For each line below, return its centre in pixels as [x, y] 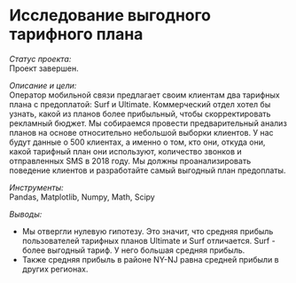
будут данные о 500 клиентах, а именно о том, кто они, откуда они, [137, 142]
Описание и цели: [43, 85]
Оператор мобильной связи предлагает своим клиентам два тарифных [145, 95]
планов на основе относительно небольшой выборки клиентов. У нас [141, 132]
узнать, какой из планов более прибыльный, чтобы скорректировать [140, 114]
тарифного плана [76, 34]
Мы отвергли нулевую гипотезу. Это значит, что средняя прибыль [148, 231]
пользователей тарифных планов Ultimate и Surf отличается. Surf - [149, 240]
